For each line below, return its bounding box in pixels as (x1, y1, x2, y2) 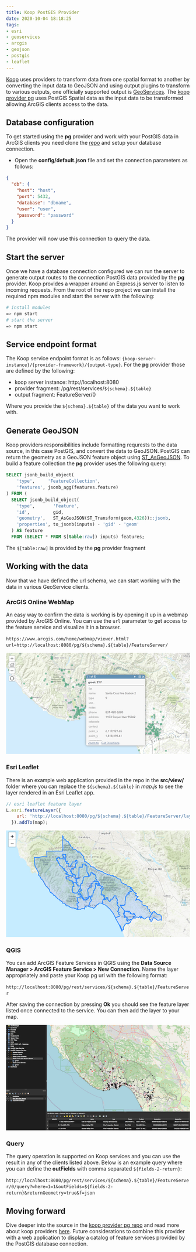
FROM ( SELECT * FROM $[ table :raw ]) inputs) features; (11, 534, 145, 540)
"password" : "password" (16, 212, 75, 218)
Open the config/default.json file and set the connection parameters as (14, 157, 188, 164)
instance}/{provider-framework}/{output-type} (6, 362, 121, 369)
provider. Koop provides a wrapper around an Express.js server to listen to (6, 280, 185, 287)
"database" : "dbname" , (16, 200, 72, 206)
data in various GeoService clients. (6, 583, 90, 590)
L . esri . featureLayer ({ (6, 807, 61, 813)
